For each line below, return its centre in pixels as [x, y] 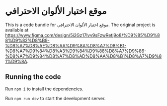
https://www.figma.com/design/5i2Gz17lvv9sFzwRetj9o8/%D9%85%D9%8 [83, 35]
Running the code [33, 77]
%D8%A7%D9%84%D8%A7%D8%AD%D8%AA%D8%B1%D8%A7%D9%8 [83, 56]
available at [17, 30]
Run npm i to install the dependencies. [44, 89]
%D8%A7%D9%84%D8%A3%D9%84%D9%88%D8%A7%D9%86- [76, 51]
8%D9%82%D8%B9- [27, 40]
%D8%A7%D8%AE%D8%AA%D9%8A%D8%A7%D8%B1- [66, 45]
